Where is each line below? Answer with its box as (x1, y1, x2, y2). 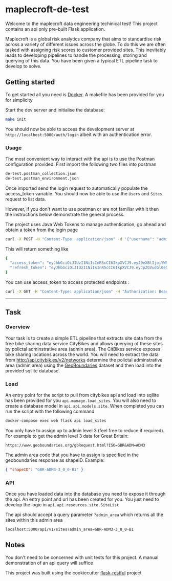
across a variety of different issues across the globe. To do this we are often (5, 41, 166, 47)
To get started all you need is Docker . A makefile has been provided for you (5, 91, 164, 98)
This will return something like (5, 245, 69, 252)
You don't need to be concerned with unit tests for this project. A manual (5, 554, 159, 561)
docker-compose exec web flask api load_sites (5, 418, 106, 423)
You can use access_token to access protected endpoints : (5, 279, 130, 285)
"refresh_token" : (10, 265, 47, 271)
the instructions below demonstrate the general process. (5, 211, 125, 217)
